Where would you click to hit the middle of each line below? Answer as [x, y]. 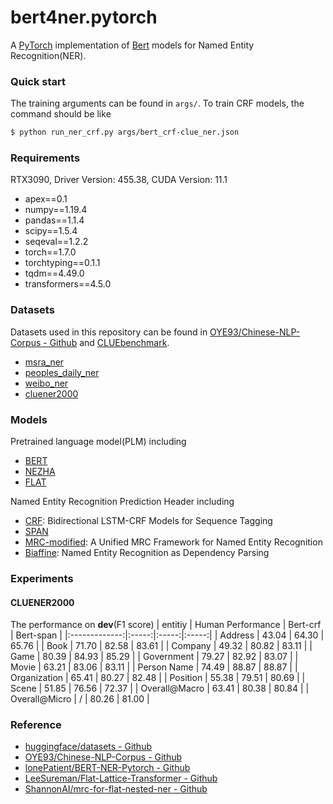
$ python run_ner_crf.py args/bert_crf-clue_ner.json [125, 132]
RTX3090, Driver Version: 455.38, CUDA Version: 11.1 [119, 180]
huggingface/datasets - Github [88, 747]
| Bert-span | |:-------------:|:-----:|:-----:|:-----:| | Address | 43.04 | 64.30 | [167, 635]
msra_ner [44, 362]
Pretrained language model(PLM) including [98, 441]
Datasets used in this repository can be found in [109, 332]
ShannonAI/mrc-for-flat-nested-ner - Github [116, 789]
